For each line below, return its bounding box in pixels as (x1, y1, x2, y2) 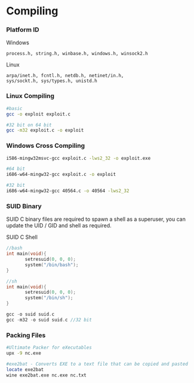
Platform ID (6, 26, 40, 34)
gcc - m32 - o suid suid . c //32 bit (6, 317, 93, 323)
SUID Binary (6, 202, 42, 210)
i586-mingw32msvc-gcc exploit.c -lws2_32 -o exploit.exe (6, 155, 151, 161)
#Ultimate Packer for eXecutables (6, 345, 93, 351)
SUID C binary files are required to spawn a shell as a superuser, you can (6, 215, 186, 223)
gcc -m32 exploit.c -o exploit (6, 127, 84, 133)
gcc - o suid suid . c (6, 311, 55, 317)
